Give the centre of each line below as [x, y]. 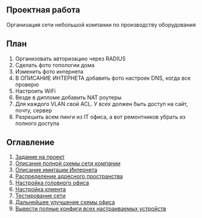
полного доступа [37, 123]
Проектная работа [43, 10]
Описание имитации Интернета [56, 170]
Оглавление [30, 142]
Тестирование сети [40, 196]
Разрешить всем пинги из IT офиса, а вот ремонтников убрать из [100, 117]
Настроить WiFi [35, 91]
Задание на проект [40, 157]
